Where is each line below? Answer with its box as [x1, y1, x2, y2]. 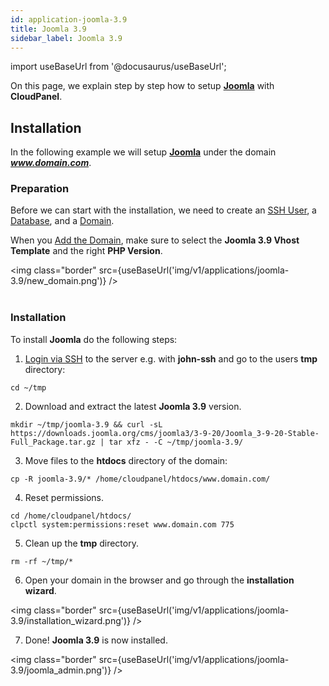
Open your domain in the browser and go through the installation [24, 574, 295, 586]
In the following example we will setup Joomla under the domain [10, 146, 277, 158]
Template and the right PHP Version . [10, 245, 163, 257]
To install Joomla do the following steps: [10, 333, 178, 345]
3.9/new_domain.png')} [10, 275, 107, 287]
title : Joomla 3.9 [10, 24, 87, 34]
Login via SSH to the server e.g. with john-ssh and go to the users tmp [24, 352, 318, 365]
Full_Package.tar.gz [10, 437, 97, 447]
